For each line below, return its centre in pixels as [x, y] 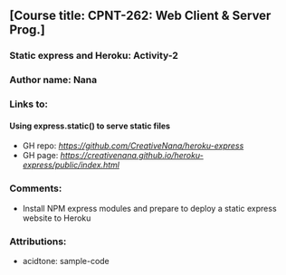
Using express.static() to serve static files [90, 126]
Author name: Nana [53, 80]
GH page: [40, 156]
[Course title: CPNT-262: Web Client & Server [140, 16]
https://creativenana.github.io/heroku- [132, 156]
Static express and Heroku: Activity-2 [94, 56]
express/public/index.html [71, 165]
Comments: [36, 188]
